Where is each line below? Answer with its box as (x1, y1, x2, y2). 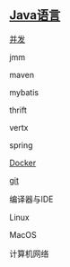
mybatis (9, 86, 39, 97)
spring (9, 139, 33, 151)
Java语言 (9, 7, 61, 24)
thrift (9, 104, 27, 115)
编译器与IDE (9, 193, 54, 204)
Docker (9, 157, 37, 168)
